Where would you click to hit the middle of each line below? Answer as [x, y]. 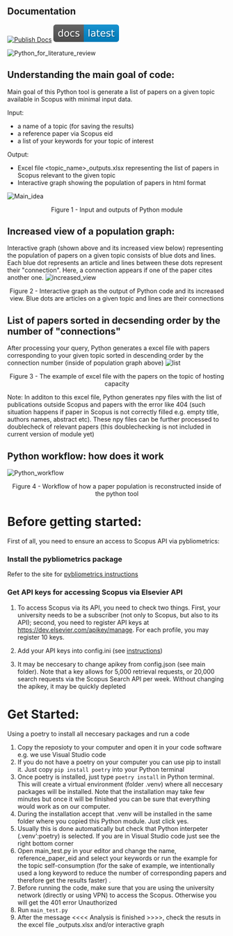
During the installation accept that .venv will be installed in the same [115, 814]
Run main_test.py [42, 910]
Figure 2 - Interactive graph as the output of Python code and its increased [117, 291]
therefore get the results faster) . [64, 880]
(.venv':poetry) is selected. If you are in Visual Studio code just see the [119, 836]
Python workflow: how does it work [86, 456]
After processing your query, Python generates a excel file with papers [109, 348]
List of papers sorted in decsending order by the [114, 320]
